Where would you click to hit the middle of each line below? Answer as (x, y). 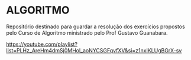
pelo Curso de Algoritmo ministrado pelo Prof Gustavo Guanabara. (87, 32)
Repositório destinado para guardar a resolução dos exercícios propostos (96, 26)
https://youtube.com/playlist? (42, 44)
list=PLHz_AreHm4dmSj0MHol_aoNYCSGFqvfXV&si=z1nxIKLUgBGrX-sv (94, 50)
